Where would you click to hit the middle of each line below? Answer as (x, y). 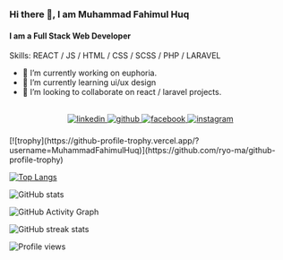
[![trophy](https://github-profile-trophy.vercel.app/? (104, 141)
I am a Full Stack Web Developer (70, 36)
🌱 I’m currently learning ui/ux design (89, 82)
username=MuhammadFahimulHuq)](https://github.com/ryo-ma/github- (142, 151)
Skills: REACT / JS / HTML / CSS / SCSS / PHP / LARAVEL (115, 56)
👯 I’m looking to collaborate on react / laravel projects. (122, 92)
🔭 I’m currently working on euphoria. (90, 73)
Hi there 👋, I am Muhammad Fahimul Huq (99, 14)
